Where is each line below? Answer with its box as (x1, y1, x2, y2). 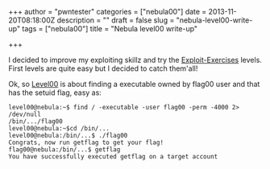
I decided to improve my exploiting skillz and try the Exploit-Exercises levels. (8, 56, 262, 64)
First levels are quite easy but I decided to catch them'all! (8, 64, 198, 73)
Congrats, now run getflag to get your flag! (8, 138, 164, 146)
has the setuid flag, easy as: (8, 88, 102, 97)
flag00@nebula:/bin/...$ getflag (8, 146, 121, 154)
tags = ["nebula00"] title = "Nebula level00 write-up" (22, 24, 198, 33)
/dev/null (8, 110, 42, 118)
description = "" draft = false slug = (56, 15, 175, 25)
